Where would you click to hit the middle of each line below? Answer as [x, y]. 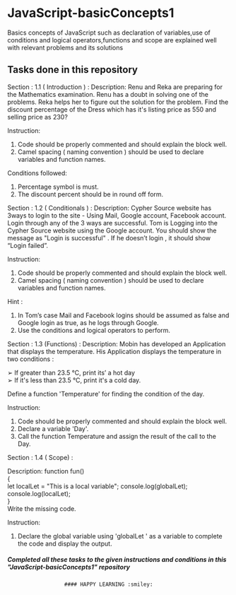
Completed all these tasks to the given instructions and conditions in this [117, 560]
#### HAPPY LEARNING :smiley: [108, 584]
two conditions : [31, 359]
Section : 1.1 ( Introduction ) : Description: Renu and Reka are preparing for [115, 87]
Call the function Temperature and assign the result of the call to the [117, 436]
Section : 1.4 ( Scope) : [40, 457]
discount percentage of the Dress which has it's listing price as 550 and [112, 109]
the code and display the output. [65, 543]
